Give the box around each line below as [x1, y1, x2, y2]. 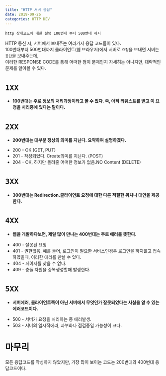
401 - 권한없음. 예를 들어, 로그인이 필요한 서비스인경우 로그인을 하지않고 [12, 248, 152, 254]
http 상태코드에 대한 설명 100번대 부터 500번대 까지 [5, 31, 101, 36]
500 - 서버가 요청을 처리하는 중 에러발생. [12, 316, 92, 322]
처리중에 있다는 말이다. [21, 104, 66, 110]
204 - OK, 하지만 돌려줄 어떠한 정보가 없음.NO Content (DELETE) [12, 159, 141, 165]
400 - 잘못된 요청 [12, 242, 47, 248]
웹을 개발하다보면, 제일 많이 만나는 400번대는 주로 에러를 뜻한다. [12, 231, 137, 237]
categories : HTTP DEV [5, 16, 50, 21]
